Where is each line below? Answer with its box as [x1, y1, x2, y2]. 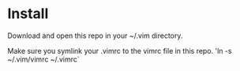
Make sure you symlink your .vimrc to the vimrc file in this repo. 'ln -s [7, 46, 232, 55]
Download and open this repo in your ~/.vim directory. [7, 31, 183, 40]
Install [7, 5, 49, 23]
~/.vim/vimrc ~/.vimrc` [7, 54, 80, 64]
